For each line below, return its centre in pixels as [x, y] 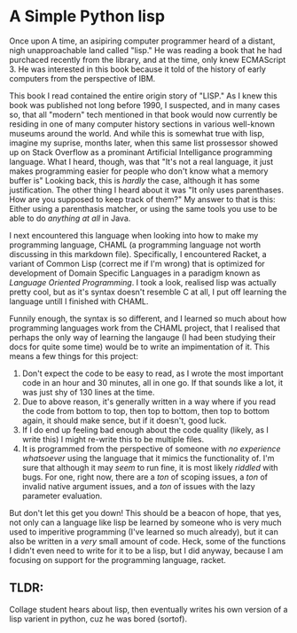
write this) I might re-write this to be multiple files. [113, 439]
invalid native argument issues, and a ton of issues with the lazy [138, 486]
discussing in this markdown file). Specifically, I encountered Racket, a [138, 254]
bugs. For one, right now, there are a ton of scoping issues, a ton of [145, 477]
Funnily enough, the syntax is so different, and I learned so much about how [148, 318]
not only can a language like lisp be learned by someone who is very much [145, 522]
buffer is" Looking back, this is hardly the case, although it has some [134, 180]
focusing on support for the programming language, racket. [117, 559]
